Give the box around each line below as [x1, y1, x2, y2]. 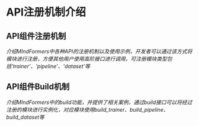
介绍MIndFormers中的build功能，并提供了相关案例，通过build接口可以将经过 [6, 99, 192, 106]
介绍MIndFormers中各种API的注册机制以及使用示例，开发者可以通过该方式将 [6, 48, 192, 55]
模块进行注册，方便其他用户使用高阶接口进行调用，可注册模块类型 [6, 55, 167, 62]
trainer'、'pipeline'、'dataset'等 [12, 63, 91, 70]
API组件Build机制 [6, 81, 70, 92]
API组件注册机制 [6, 31, 66, 41]
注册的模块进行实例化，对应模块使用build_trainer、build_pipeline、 [6, 106, 169, 113]
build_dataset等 [6, 114, 44, 121]
